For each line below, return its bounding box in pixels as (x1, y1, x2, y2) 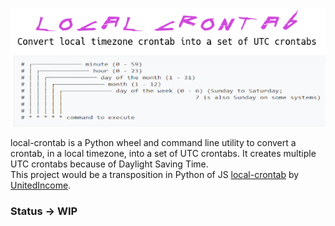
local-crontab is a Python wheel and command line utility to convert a (10, 136, 297, 148)
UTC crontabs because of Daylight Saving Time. (10, 158, 209, 170)
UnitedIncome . (10, 179, 72, 191)
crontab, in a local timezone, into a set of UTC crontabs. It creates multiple (10, 147, 317, 159)
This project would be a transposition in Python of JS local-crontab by (10, 168, 300, 180)
